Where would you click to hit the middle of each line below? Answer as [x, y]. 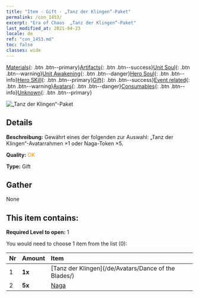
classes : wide [24, 50]
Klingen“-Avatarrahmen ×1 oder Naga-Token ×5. [65, 143]
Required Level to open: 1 [38, 232]
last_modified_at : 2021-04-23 [44, 28]
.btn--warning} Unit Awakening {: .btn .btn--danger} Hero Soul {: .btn [88, 73]
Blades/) [62, 276]
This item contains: [42, 218]
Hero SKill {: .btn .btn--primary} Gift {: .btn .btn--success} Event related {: [104, 80]
